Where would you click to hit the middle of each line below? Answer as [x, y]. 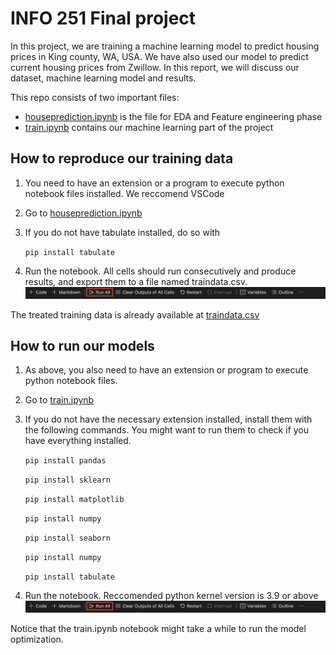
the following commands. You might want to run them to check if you [167, 430]
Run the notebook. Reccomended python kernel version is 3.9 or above [171, 596]
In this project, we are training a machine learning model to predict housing [165, 46]
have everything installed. [78, 441]
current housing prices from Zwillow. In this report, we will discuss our [155, 67]
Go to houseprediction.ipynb [83, 213]
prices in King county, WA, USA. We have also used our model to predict [159, 56]
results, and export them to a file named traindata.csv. [136, 281]
